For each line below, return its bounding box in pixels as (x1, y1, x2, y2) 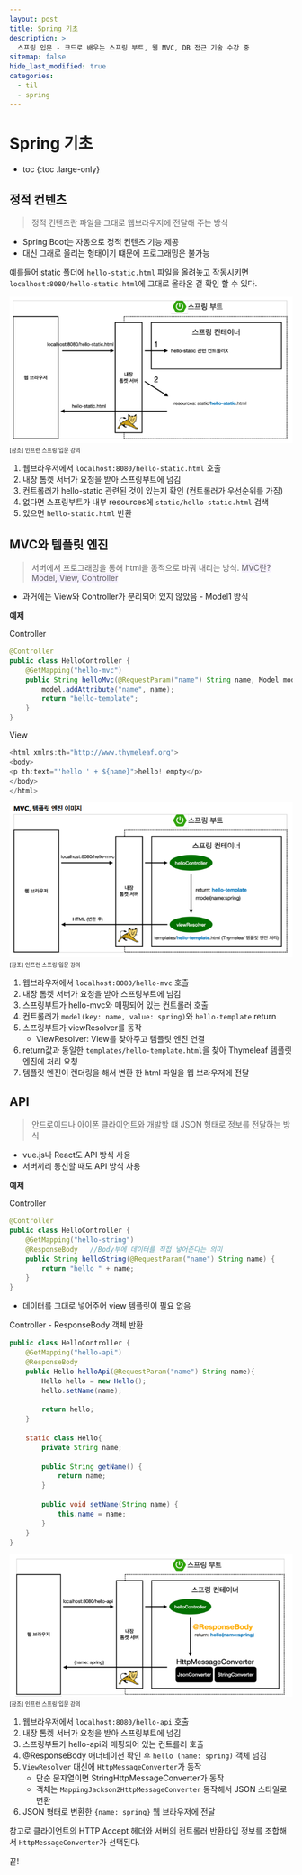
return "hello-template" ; (41, 694, 139, 703)
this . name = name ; (57, 1509, 127, 1518)
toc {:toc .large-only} (22, 163, 101, 175)
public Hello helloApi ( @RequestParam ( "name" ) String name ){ (25, 1367, 255, 1376)
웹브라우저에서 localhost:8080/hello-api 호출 (22, 1716, 190, 1726)
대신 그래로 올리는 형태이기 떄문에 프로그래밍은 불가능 (22, 248, 210, 258)
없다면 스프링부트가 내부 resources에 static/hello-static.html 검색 (22, 496, 270, 508)
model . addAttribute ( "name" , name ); (41, 684, 175, 693)
